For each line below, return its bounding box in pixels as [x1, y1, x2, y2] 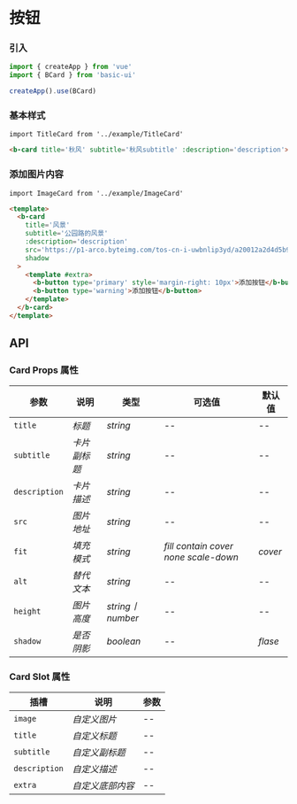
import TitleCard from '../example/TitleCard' [9, 130, 184, 139]
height [13, 606, 42, 616]
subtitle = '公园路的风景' [25, 229, 109, 238]
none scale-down [164, 551, 239, 563]
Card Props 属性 [9, 364, 80, 376]
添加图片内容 [9, 168, 65, 181]
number [106, 612, 140, 624]
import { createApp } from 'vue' [9, 63, 133, 72]
